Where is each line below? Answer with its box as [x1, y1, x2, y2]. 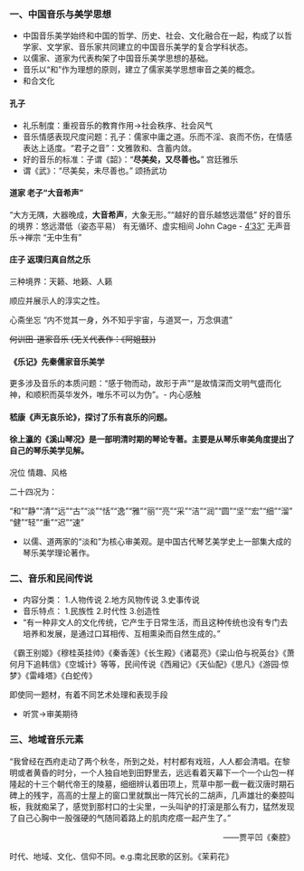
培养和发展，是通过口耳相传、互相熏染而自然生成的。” [22, 629, 221, 639]
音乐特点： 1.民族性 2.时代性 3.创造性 [22, 606, 161, 617]
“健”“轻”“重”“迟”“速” [9, 516, 84, 527]
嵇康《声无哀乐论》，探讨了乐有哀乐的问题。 [9, 412, 172, 422]
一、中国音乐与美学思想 [9, 7, 111, 20]
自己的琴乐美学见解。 [9, 445, 89, 456]
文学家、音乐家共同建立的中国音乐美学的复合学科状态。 [46, 42, 253, 52]
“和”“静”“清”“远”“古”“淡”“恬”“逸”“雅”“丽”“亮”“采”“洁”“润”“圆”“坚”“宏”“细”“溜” [9, 505, 293, 516]
